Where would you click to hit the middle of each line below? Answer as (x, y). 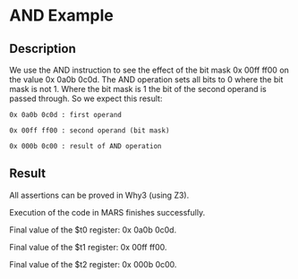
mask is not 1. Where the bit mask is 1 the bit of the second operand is (138, 89)
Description (43, 49)
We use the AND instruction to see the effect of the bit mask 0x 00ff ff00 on (149, 70)
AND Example (62, 16)
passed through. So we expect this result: (86, 98)
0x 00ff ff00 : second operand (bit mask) (89, 131)
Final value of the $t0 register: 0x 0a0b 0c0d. (93, 230)
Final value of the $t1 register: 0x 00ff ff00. (88, 247)
